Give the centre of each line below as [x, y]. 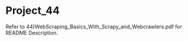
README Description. [32, 32]
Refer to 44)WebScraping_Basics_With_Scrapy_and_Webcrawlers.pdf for [94, 27]
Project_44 [33, 11]
